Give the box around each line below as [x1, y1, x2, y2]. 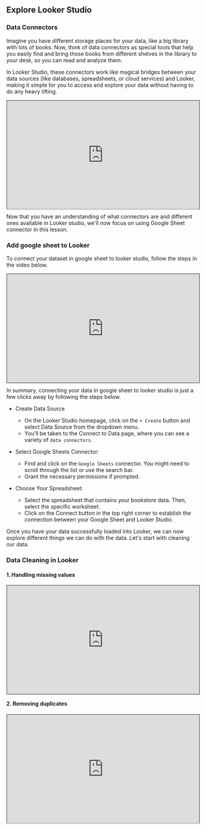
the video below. [6, 262, 48, 269]
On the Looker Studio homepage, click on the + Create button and [24, 417, 190, 424]
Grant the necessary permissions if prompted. [24, 473, 140, 480]
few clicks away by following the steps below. [6, 393, 121, 400]
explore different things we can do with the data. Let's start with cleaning [6, 534, 190, 542]
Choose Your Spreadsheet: [15, 484, 83, 492]
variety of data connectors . [24, 436, 93, 443]
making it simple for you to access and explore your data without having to [6, 81, 194, 88]
